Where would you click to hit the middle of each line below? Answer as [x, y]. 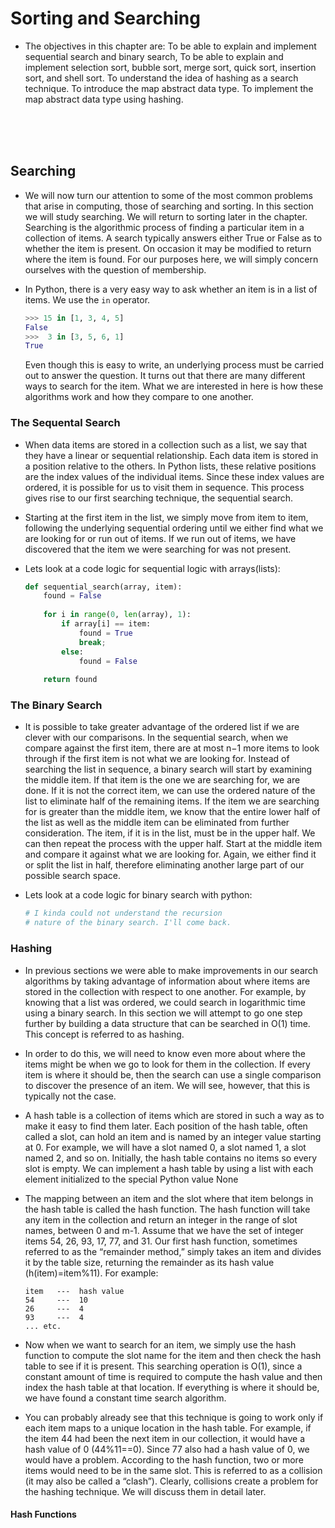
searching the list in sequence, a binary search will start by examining [168, 769]
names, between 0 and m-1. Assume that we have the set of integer [164, 1230]
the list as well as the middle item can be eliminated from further [157, 823]
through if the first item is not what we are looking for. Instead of [157, 759]
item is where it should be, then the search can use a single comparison [173, 1074]
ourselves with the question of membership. [115, 269]
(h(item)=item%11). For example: [91, 1273]
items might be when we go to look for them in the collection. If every [167, 1064]
